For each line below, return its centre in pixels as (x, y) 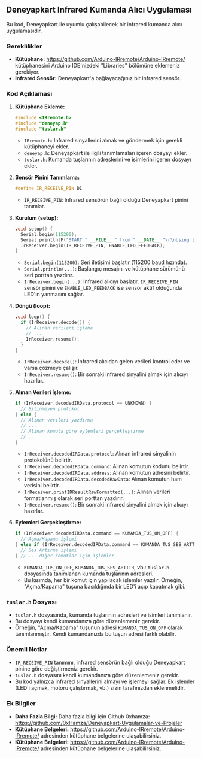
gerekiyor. (27, 72)
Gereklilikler (24, 46)
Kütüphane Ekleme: (40, 107)
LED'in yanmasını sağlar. (54, 294)
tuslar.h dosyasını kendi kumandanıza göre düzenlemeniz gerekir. (97, 675)
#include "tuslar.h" (40, 129)
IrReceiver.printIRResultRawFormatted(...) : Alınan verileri (97, 492)
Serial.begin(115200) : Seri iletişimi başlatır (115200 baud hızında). (105, 262)
